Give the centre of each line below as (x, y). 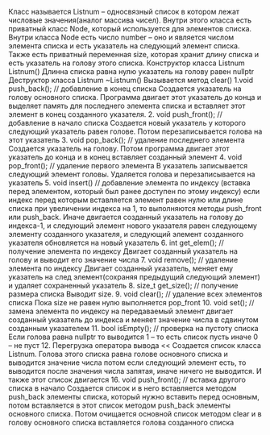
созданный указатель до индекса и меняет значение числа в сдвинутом (134, 320)
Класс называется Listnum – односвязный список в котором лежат (124, 12)
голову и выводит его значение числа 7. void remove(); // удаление (123, 260)
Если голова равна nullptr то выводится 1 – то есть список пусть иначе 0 (133, 337)
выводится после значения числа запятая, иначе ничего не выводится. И (135, 371)
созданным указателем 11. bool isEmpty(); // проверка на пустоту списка (134, 328)
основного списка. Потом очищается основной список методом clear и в (135, 414)
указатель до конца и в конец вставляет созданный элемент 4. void (125, 157)
